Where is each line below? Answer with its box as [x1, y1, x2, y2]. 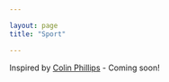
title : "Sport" [9, 29, 67, 39]
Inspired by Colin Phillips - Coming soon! [9, 62, 160, 73]
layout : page [9, 21, 58, 30]
